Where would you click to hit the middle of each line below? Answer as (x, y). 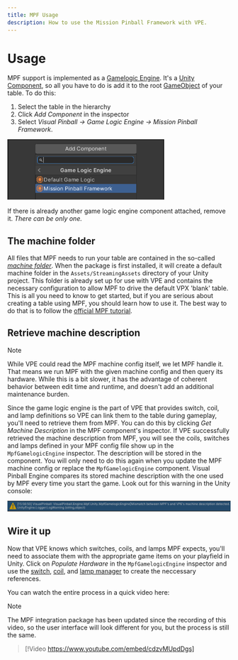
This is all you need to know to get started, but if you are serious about (110, 295)
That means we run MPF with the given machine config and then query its (115, 371)
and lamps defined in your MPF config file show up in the (91, 445)
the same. (22, 634)
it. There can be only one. (45, 219)
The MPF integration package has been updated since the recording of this (117, 620)
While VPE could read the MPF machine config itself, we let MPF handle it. (115, 364)
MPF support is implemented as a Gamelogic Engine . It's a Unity (101, 78)
